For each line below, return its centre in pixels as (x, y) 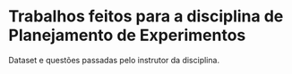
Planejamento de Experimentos (127, 35)
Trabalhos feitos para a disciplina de (146, 16)
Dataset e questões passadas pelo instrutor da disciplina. (114, 60)
